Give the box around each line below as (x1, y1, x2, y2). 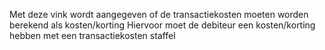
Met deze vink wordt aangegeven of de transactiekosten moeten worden (9, 9, 309, 20)
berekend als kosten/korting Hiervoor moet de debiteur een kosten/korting (9, 19, 316, 31)
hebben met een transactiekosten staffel (9, 30, 176, 41)
